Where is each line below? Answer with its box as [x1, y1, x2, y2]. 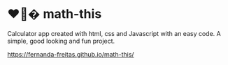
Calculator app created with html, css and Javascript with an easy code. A [7, 29, 222, 37]
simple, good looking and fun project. [7, 37, 115, 45]
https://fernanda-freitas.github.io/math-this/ [7, 50, 134, 58]
